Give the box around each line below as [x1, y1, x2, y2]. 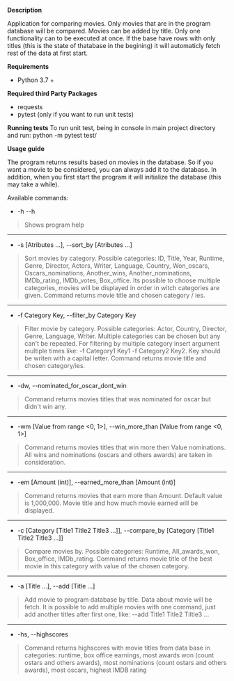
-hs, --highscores [17, 630, 68, 639]
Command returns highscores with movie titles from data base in [24, 643, 210, 652]
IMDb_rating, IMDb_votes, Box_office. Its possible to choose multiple [24, 276, 221, 285]
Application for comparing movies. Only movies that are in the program [7, 19, 211, 27]
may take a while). [7, 180, 60, 189]
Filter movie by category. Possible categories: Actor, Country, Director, [24, 325, 227, 333]
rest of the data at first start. [7, 49, 88, 57]
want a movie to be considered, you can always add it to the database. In [7, 166, 217, 173]
